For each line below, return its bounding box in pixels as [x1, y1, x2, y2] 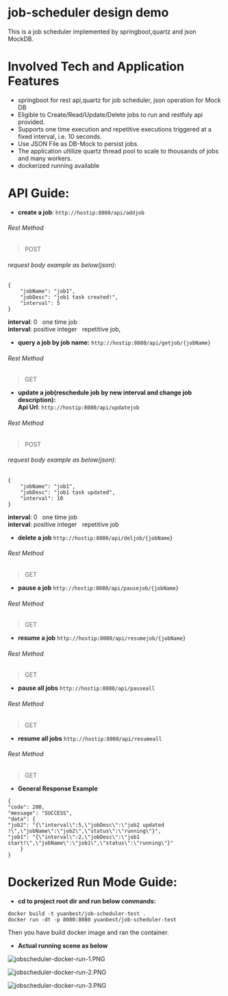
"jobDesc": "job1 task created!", [20, 294, 118, 301]
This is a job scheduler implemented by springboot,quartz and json [8, 27, 197, 36]
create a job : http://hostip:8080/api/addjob [17, 208, 144, 216]
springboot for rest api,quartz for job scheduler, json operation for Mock [17, 96, 221, 104]
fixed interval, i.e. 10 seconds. [17, 132, 102, 140]
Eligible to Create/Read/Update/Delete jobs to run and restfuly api [17, 110, 203, 119]
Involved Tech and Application [8, 59, 184, 75]
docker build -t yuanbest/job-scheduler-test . [8, 910, 147, 917]
